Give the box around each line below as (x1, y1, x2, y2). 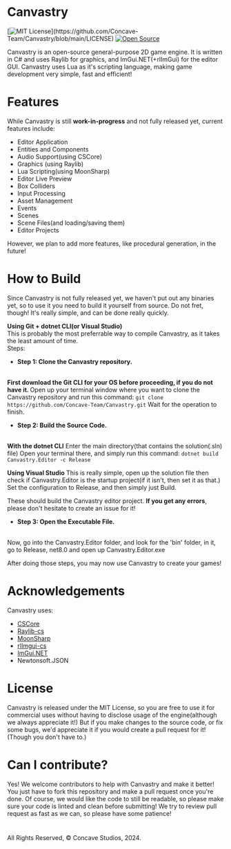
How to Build (7, 271, 81, 287)
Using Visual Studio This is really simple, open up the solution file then (7, 468, 209, 477)
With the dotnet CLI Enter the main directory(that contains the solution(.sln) (7, 441, 223, 450)
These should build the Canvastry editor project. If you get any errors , (7, 496, 207, 505)
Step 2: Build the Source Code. (17, 421, 107, 429)
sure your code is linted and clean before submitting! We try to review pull (7, 802, 217, 810)
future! (7, 246, 26, 255)
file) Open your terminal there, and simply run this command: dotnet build (7, 449, 219, 457)
